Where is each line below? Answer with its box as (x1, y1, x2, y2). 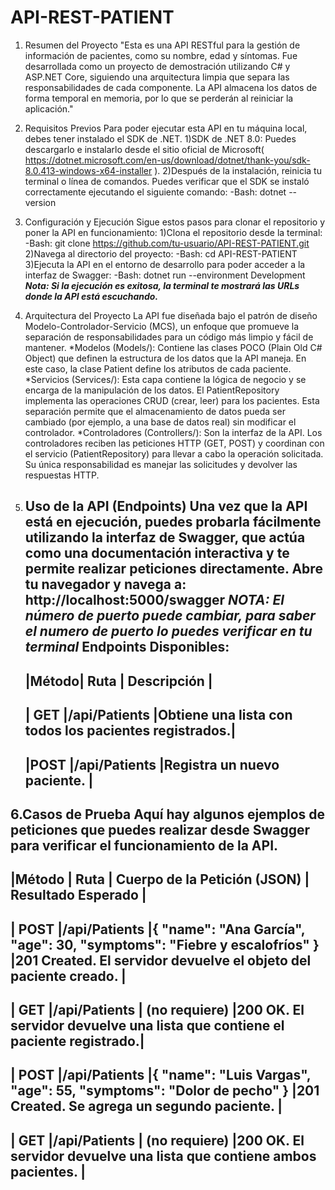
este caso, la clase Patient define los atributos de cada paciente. (24, 362, 292, 375)
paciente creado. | (10, 967, 127, 985)
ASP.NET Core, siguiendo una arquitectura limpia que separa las (24, 71, 290, 83)
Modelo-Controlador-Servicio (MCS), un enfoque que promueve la (24, 320, 300, 332)
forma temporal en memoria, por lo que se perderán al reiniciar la (24, 92, 294, 104)
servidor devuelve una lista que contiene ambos (10, 1147, 317, 1165)
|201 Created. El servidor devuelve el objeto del (10, 952, 312, 969)
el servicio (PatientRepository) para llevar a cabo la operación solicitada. (24, 447, 324, 460)
